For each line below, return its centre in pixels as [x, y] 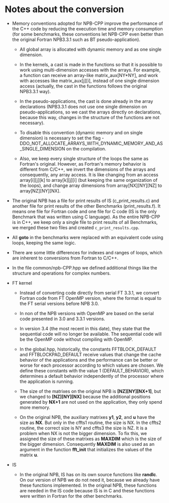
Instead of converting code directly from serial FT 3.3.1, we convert [90, 293]
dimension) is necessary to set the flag [60, 138]
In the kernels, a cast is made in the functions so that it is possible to [91, 64]
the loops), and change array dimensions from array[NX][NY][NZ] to [91, 185]
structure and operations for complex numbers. [61, 273]
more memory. [35, 407]
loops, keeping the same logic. [44, 243]
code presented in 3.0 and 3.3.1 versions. [62, 319]
